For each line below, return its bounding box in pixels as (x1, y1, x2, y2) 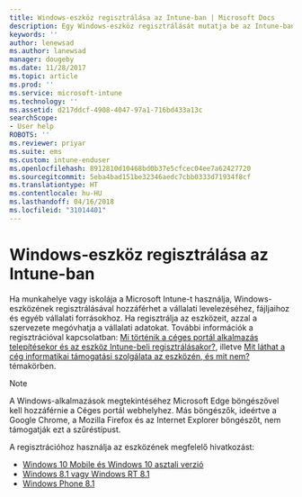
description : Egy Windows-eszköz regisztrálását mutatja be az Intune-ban (9, 22, 296, 31)
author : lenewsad (9, 38, 75, 48)
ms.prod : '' (9, 80, 54, 89)
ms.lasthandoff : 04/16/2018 (9, 197, 115, 207)
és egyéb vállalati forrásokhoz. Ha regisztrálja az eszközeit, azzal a (9, 312, 258, 323)
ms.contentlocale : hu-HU (9, 189, 102, 198)
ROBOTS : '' (9, 131, 50, 140)
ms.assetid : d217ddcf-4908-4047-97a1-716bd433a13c (9, 105, 203, 114)
